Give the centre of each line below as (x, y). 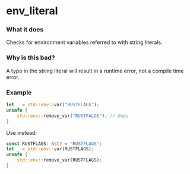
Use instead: (22, 132)
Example (19, 92)
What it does (25, 30)
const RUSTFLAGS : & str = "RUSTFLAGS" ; (54, 144)
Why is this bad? (31, 58)
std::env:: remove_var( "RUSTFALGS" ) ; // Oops (73, 116)
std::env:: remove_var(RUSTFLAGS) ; (59, 160)
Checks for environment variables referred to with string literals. (84, 42)
